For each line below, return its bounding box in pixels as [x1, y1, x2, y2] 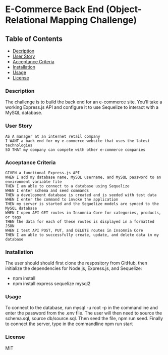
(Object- [105, 4, 142, 15]
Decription [12, 48, 35, 54]
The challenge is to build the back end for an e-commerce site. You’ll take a [5, 99, 162, 105]
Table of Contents [5, 34, 63, 43]
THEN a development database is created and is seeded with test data [5, 192, 157, 198]
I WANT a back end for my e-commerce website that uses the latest [5, 138, 150, 143]
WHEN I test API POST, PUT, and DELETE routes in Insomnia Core [5, 228, 143, 233]
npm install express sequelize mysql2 [12, 281, 91, 287]
